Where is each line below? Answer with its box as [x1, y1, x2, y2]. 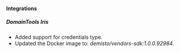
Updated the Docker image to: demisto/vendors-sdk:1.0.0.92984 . [14, 39, 175, 47]
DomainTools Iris [6, 18, 49, 26]
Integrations [6, 5, 37, 12]
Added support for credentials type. [14, 33, 103, 40]
